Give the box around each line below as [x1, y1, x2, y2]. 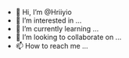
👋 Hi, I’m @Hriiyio [15, 8, 72, 16]
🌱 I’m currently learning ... [15, 24, 99, 33]
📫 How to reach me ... [15, 42, 88, 50]
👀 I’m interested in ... [15, 16, 82, 25]
